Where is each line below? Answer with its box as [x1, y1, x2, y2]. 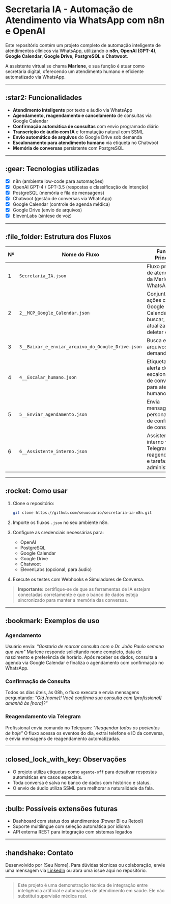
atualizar [147, 322, 167, 329]
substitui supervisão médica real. [17, 893, 88, 899]
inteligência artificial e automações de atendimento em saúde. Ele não [17, 888, 165, 894]
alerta [147, 364, 161, 371]
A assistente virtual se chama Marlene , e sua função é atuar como [5, 63, 145, 69]
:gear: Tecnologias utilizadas [5, 164, 99, 173]
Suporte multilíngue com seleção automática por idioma [12, 823, 130, 829]
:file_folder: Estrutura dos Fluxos [5, 232, 111, 241]
